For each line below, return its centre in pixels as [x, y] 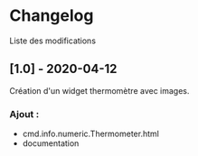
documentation [51, 143]
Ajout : [24, 114]
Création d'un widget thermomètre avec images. [99, 90]
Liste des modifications [53, 41]
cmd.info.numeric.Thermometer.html [91, 134]
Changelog [52, 16]
